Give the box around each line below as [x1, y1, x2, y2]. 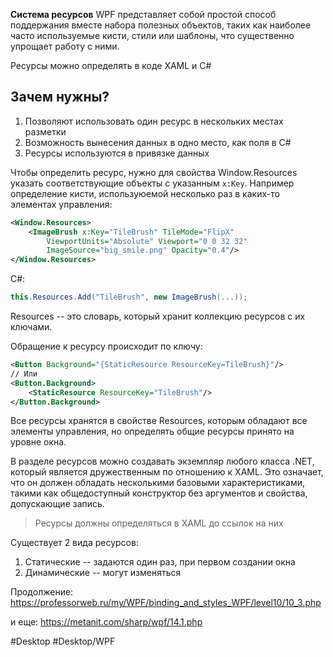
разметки [24, 125, 67, 138]
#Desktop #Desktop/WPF [10, 635, 116, 648]
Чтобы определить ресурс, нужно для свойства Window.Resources [10, 166, 298, 178]
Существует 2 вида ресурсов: [10, 537, 139, 549]
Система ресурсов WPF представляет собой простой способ [10, 9, 277, 20]
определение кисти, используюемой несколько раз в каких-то [10, 187, 280, 199]
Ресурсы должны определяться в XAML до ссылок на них [34, 517, 284, 529]
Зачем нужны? [10, 89, 110, 106]
